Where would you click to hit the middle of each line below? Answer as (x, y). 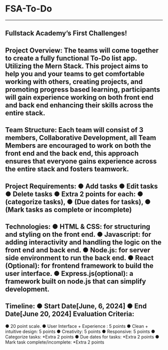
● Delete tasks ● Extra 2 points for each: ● (74, 194)
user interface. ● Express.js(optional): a (69, 273)
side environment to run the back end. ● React (79, 258)
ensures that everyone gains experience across (81, 161)
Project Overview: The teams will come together (82, 50)
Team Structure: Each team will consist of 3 (74, 130)
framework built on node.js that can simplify (76, 281)
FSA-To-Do (29, 9)
